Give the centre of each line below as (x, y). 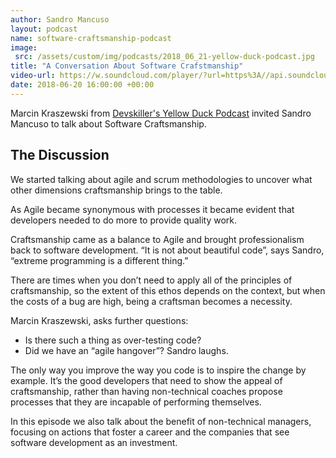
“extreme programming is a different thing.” (99, 260)
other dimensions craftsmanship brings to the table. (116, 190)
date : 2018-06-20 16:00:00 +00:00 (82, 85)
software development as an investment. (94, 442)
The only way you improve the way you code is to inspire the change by (158, 370)
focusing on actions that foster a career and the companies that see (150, 432)
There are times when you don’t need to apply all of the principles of (151, 280)
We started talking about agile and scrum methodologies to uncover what (161, 179)
